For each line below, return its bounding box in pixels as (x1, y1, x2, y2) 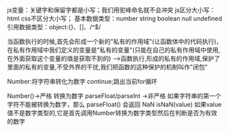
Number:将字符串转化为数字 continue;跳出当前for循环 (7, 78, 158, 85)
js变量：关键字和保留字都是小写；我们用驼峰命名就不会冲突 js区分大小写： (7, 6, 216, 14)
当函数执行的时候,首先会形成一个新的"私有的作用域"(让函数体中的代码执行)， (7, 37, 223, 46)
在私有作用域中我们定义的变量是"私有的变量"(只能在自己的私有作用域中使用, (7, 46, 221, 54)
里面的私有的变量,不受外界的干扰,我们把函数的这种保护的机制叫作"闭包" (7, 63, 208, 71)
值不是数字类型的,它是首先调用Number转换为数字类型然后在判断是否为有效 (7, 109, 217, 117)
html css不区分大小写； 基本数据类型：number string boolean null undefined (7, 14, 222, 22)
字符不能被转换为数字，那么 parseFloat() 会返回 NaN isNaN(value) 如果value (7, 101, 222, 108)
